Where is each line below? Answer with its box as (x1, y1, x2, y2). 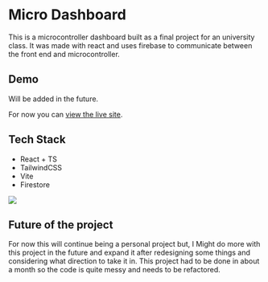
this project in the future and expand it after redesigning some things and (8, 247, 251, 258)
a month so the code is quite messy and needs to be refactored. (8, 265, 221, 275)
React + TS (19, 154, 58, 164)
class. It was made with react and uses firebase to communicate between (8, 40, 253, 50)
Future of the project (8, 218, 113, 231)
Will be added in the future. (8, 94, 99, 104)
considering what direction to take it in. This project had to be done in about (8, 256, 260, 266)
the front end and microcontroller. (8, 49, 121, 59)
